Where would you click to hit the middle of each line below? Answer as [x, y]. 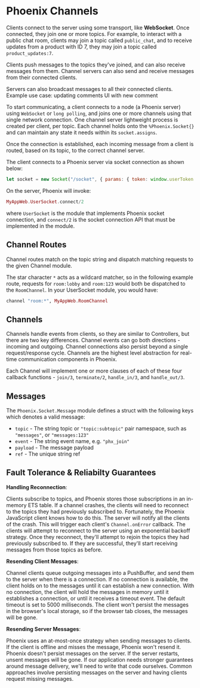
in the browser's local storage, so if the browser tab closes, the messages [97, 611]
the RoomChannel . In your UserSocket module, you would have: [82, 290]
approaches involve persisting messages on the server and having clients [97, 672]
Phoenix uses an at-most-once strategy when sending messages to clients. [99, 640]
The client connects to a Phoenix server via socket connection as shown [95, 162]
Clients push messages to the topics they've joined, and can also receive [96, 65]
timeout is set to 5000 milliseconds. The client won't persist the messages [98, 604]
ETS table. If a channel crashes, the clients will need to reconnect [108, 505]
